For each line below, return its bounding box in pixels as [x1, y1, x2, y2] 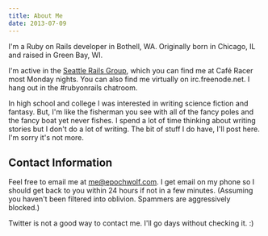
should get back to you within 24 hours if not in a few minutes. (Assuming [8, 186, 253, 196]
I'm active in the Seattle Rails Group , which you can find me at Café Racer [8, 65, 253, 75]
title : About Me [8, 11, 63, 20]
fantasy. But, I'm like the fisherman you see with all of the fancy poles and [8, 106, 254, 117]
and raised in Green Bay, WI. [8, 50, 103, 60]
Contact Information [8, 155, 113, 169]
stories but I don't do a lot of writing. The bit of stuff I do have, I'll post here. [8, 124, 261, 134]
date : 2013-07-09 [8, 19, 67, 27]
